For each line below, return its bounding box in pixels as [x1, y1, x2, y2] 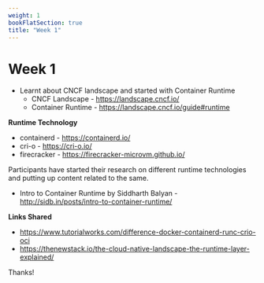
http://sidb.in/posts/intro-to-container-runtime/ [19, 197, 173, 207]
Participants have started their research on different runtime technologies [8, 165, 247, 175]
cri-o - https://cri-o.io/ [19, 141, 92, 151]
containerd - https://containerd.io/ [19, 133, 131, 142]
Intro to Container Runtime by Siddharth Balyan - [19, 189, 178, 198]
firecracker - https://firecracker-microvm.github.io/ [19, 150, 185, 160]
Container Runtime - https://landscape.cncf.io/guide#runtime [31, 103, 230, 112]
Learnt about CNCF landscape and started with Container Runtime [19, 86, 236, 95]
